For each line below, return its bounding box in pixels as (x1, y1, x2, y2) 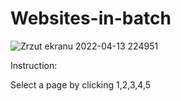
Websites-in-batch (10, 7, 172, 30)
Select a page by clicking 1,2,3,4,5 (10, 78, 152, 91)
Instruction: (10, 59, 58, 71)
